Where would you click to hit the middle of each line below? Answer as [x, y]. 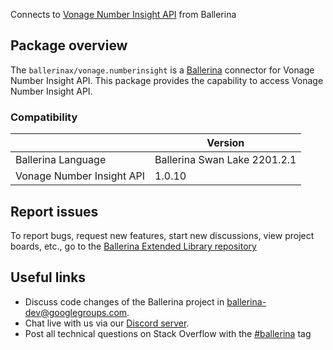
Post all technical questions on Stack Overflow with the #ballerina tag [168, 333]
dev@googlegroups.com [76, 312]
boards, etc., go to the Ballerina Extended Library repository [133, 246]
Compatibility [44, 117]
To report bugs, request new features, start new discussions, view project [162, 235]
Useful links [48, 277]
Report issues [54, 211]
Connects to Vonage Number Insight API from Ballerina [123, 14]
